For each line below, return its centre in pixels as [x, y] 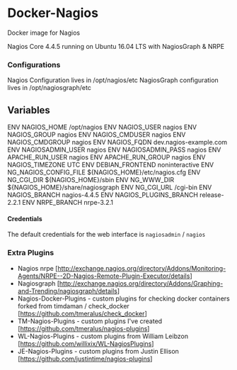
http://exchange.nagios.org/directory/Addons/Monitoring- [142, 268]
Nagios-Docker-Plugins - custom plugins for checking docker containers [123, 298]
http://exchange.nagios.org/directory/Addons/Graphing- [141, 283]
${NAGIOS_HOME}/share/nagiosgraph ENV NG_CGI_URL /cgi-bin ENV [110, 187]
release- [212, 195]
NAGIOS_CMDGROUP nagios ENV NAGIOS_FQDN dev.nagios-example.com [117, 142]
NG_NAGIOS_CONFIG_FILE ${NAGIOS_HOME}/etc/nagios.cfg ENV [104, 172]
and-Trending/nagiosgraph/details [68, 291]
